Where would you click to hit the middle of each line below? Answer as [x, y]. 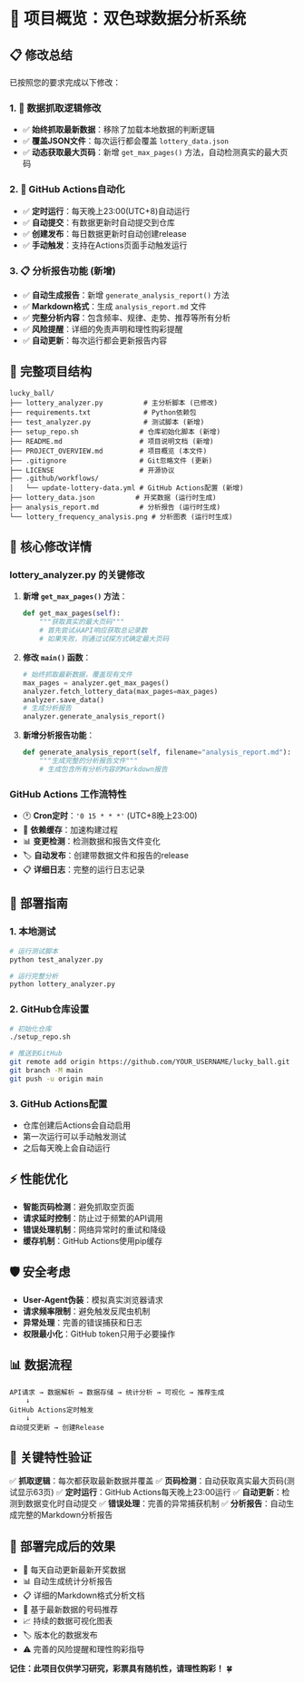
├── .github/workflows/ [54, 478]
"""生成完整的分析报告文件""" [89, 761]
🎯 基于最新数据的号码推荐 [70, 1610]
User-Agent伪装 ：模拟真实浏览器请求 [93, 1299]
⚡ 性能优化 [39, 1179]
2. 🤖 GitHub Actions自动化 [67, 190]
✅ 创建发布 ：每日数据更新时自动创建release [104, 233]
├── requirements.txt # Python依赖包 [103, 412]
